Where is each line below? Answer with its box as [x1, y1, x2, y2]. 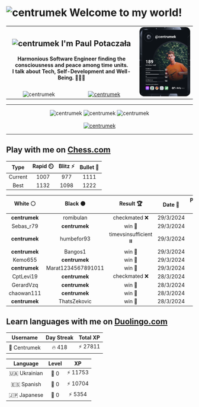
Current [8, 174, 28, 181]
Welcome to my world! [69, 6, 182, 20]
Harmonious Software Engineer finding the [17, 55, 126, 62]
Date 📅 [162, 201, 179, 208]
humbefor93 [60, 235, 91, 242]
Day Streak [45, 334, 74, 341]
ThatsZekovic [58, 298, 92, 305]
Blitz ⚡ [58, 163, 75, 170]
